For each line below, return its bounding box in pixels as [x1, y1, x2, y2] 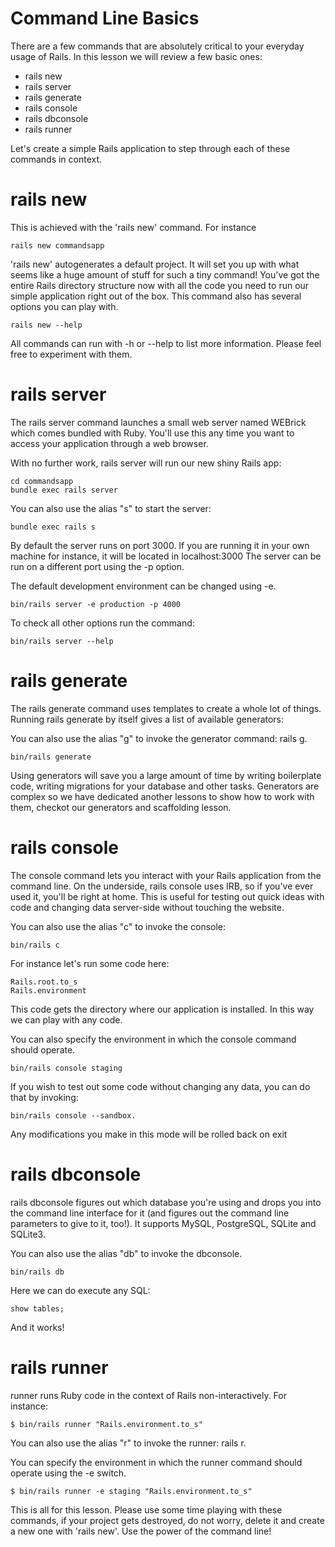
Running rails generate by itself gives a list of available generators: [10, 713, 285, 725]
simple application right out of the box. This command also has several [10, 290, 302, 302]
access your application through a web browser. [10, 437, 209, 449]
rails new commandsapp [10, 240, 105, 251]
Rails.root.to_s [10, 977, 78, 987]
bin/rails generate [10, 752, 92, 762]
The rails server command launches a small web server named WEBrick [10, 416, 307, 428]
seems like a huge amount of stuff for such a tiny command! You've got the [10, 268, 320, 281]
